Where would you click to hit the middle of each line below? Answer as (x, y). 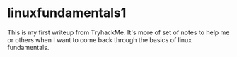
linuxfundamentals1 (67, 13)
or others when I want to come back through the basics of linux (100, 39)
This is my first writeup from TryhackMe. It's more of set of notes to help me (118, 32)
